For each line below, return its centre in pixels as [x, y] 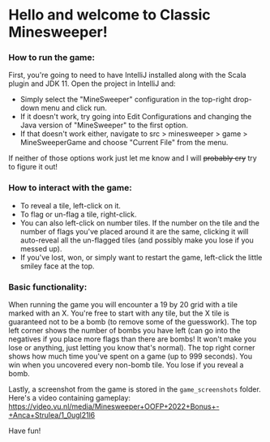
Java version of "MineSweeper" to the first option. [104, 125]
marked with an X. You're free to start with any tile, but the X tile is [119, 313]
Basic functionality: [48, 287]
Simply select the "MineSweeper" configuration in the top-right [126, 100]
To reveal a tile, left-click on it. [71, 205]
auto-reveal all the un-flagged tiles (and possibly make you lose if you [137, 240]
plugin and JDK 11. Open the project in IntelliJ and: [92, 84]
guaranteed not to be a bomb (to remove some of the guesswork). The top [133, 322]
